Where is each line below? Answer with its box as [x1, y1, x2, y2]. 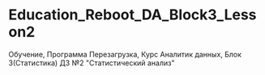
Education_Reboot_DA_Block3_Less [8, 6, 257, 24]
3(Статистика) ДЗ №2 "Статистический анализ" [8, 58, 175, 68]
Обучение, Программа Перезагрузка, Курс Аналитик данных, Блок [8, 49, 241, 59]
